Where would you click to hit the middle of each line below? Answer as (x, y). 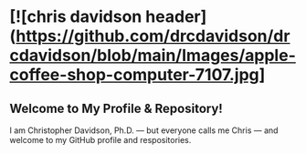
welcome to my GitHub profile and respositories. (100, 140)
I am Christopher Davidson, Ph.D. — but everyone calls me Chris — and (144, 130)
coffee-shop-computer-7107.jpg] (137, 75)
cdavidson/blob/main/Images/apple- (153, 56)
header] (176, 17)
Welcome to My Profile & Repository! (116, 108)
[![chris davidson (76, 17)
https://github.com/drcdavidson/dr (153, 36)
